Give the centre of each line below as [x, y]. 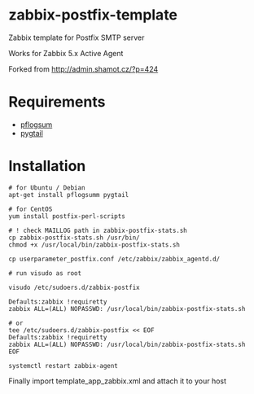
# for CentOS [31, 209]
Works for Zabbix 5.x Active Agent [66, 53]
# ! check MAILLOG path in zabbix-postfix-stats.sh [98, 230]
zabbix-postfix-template [93, 15]
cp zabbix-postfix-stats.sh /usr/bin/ [74, 238]
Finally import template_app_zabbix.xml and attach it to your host [117, 381]
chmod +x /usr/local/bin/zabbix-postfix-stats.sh [94, 245]
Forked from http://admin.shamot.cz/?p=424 [83, 69]
